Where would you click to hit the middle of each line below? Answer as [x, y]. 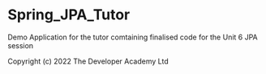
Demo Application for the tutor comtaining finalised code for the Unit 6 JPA [133, 37]
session [21, 45]
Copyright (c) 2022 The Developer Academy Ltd [88, 61]
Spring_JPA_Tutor [69, 15]
